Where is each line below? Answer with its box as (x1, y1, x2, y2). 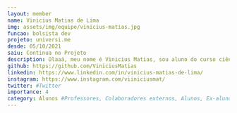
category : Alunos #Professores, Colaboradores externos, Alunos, (7, 95, 203, 102)
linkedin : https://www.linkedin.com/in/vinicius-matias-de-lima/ (7, 69, 203, 76)
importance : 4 (7, 88, 49, 95)
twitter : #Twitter (7, 82, 61, 89)
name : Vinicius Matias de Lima (7, 17, 99, 24)
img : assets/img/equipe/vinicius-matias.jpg (7, 23, 140, 30)
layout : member (7, 10, 52, 18)
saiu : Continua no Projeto (7, 50, 87, 57)
